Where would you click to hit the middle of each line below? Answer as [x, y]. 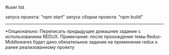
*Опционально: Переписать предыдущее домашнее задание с [73, 31]
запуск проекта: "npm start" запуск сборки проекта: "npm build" [74, 17]
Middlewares [19, 42]
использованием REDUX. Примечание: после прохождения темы [75, 36]
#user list [15, 7]
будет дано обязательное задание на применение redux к [95, 42]
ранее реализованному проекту [40, 47]
